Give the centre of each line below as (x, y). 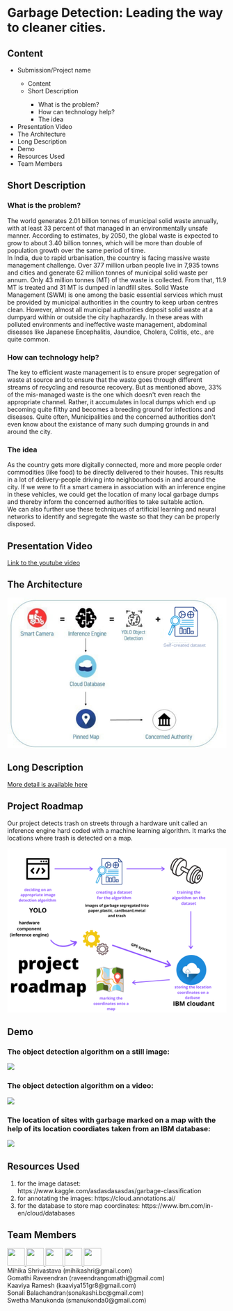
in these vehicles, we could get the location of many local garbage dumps (113, 495)
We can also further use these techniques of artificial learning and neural (112, 509)
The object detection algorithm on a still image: (89, 1052)
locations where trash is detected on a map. (70, 838)
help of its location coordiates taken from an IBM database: (109, 1128)
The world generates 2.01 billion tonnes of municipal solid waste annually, (113, 220)
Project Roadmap (45, 806)
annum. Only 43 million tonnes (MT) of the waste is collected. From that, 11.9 (117, 279)
